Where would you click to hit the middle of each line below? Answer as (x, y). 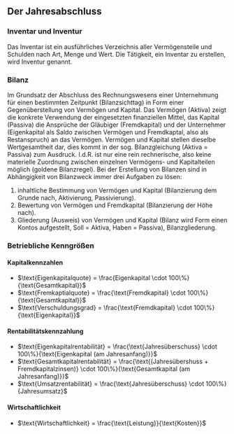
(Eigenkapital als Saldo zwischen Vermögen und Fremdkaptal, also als (108, 132)
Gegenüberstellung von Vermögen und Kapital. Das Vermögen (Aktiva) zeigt (117, 110)
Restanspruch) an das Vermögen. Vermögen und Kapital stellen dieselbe (112, 139)
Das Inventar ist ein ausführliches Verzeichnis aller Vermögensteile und (110, 47)
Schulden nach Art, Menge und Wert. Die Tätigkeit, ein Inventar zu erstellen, (116, 54)
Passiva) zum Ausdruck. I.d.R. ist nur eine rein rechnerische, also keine (109, 154)
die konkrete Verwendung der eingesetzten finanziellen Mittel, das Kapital (114, 117)
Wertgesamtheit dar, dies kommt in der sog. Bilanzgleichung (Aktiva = (108, 147)
